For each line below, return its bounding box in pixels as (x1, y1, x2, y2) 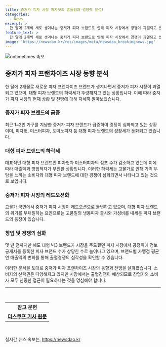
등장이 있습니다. (14, 216, 45, 222)
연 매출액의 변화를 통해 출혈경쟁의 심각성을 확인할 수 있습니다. (5, 254, 124, 260)
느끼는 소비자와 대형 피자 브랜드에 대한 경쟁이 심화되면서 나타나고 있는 (14, 172, 149, 178)
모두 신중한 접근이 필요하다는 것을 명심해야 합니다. (10, 277, 107, 283)
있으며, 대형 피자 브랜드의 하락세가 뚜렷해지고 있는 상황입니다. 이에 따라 (14, 89, 152, 95)
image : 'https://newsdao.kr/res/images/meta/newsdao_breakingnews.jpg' (5, 40, 156, 44)
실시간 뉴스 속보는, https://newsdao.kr (5, 336, 81, 342)
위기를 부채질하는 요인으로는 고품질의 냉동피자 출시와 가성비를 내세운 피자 (10, 210, 152, 216)
